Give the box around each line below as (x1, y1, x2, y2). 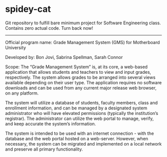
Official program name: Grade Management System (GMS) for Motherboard (5, 39, 160, 45)
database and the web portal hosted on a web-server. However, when (5, 135, 148, 142)
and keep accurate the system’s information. (5, 120, 96, 127)
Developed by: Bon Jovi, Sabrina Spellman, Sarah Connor (5, 54, 123, 60)
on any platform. (5, 90, 39, 96)
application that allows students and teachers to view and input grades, (5, 69, 152, 75)
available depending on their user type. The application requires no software (5, 79, 162, 85)
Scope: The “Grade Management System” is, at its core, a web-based (5, 63, 148, 70)
